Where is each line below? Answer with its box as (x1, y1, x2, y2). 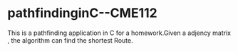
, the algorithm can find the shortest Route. (7, 36, 133, 44)
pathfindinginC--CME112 (7, 5, 158, 21)
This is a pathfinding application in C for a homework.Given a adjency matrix (7, 28, 232, 37)
